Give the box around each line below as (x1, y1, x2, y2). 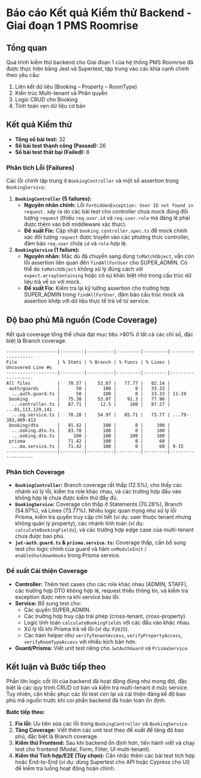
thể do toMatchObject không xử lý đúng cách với (23, 265, 143, 273)
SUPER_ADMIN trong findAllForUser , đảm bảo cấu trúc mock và (23, 291, 184, 298)
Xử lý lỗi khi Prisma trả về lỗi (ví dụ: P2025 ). (23, 625, 130, 633)
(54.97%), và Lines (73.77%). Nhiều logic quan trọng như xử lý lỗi (14, 507, 177, 514)
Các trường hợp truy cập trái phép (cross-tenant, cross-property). (23, 612, 187, 619)
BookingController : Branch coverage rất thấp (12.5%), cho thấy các (14, 482, 182, 489)
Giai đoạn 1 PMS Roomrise (6, 19, 139, 32)
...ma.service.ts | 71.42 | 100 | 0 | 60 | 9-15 (11, 443, 184, 449)
